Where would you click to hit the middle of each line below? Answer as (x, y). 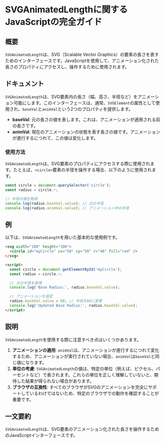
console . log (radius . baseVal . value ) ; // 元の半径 (54, 203)
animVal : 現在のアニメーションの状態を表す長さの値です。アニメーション (86, 132)
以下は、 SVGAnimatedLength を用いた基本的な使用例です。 (63, 237)
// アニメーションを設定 (31, 296)
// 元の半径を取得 (26, 283)
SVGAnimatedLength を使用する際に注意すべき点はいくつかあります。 (73, 339)
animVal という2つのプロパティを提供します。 (87, 109)
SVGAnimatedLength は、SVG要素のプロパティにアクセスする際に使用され (78, 164)
